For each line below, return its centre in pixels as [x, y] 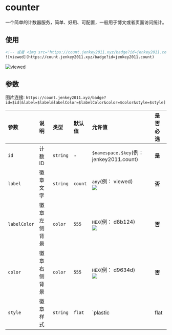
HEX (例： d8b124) [114, 222]
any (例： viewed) [112, 182]
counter [23, 7]
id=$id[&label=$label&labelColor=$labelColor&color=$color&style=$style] [86, 103]
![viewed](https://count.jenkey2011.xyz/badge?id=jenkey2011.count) [80, 57]
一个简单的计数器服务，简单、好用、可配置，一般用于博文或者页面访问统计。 [86, 22]
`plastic [101, 313]
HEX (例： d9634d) [114, 270]
